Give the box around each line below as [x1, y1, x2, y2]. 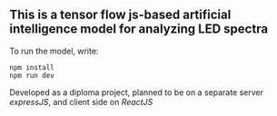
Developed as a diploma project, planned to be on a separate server [9, 86, 264, 98]
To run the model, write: [9, 45, 99, 56]
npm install [9, 63, 54, 72]
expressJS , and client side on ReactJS [9, 96, 153, 107]
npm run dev [9, 71, 54, 80]
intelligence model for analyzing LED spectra [9, 22, 269, 37]
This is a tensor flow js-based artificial [9, 7, 232, 23]
